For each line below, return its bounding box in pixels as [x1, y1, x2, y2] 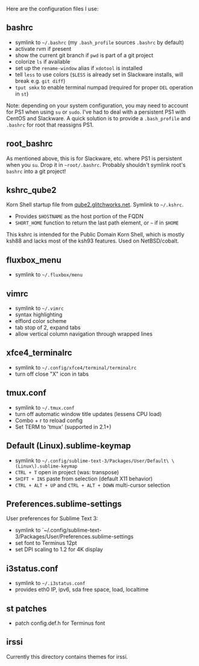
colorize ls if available [14, 57, 71, 65]
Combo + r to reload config [14, 417, 83, 424]
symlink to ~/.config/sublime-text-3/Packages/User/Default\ [14, 457, 169, 464]
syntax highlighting [14, 311, 63, 318]
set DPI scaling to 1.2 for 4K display [14, 546, 104, 553]
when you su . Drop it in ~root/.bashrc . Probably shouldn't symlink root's [6, 161, 186, 168]
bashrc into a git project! [6, 168, 66, 175]
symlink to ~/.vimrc [14, 305, 65, 312]
